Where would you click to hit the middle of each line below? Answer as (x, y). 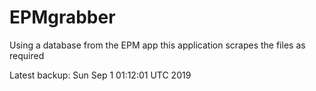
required (27, 55)
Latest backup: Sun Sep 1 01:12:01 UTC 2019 (100, 75)
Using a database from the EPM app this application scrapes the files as (157, 45)
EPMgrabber (62, 17)
